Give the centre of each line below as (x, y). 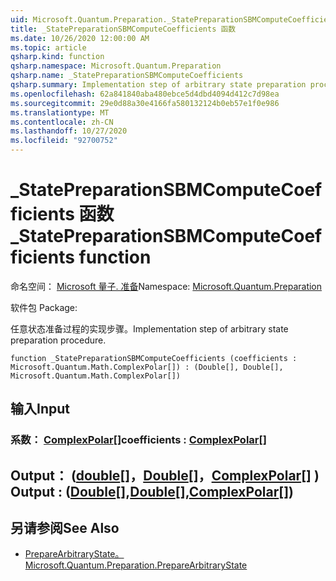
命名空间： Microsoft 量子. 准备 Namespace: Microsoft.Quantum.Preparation (166, 286)
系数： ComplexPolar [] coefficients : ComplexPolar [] (138, 440)
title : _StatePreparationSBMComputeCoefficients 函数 (123, 29)
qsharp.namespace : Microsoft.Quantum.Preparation (116, 66)
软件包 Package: (44, 307)
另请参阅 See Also (65, 528)
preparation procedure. (58, 340)
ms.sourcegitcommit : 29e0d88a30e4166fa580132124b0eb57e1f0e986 (145, 103)
